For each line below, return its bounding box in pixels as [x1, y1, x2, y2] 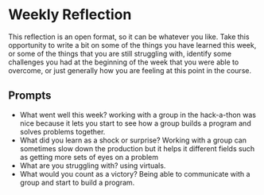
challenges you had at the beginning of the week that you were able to [8, 57, 239, 67]
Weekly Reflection [8, 6, 132, 24]
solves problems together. [19, 127, 106, 136]
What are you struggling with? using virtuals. [19, 161, 166, 170]
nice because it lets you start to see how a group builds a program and [19, 118, 252, 128]
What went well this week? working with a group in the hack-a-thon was [19, 110, 257, 119]
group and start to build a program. [19, 177, 135, 187]
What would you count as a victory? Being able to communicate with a [19, 169, 250, 178]
